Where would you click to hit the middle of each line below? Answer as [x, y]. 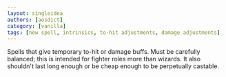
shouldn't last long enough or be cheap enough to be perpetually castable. [113, 66]
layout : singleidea [35, 13]
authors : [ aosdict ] [35, 20]
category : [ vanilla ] [37, 26]
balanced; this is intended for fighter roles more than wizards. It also [104, 59]
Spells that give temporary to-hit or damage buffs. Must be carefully [104, 52]
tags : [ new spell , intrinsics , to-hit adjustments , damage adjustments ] [114, 32]
